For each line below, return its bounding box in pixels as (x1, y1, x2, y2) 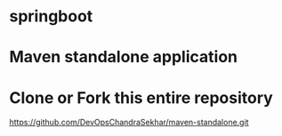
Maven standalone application (9, 47, 238, 68)
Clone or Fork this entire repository (9, 87, 273, 108)
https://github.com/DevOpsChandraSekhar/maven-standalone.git (9, 117, 249, 128)
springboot (9, 6, 93, 27)
